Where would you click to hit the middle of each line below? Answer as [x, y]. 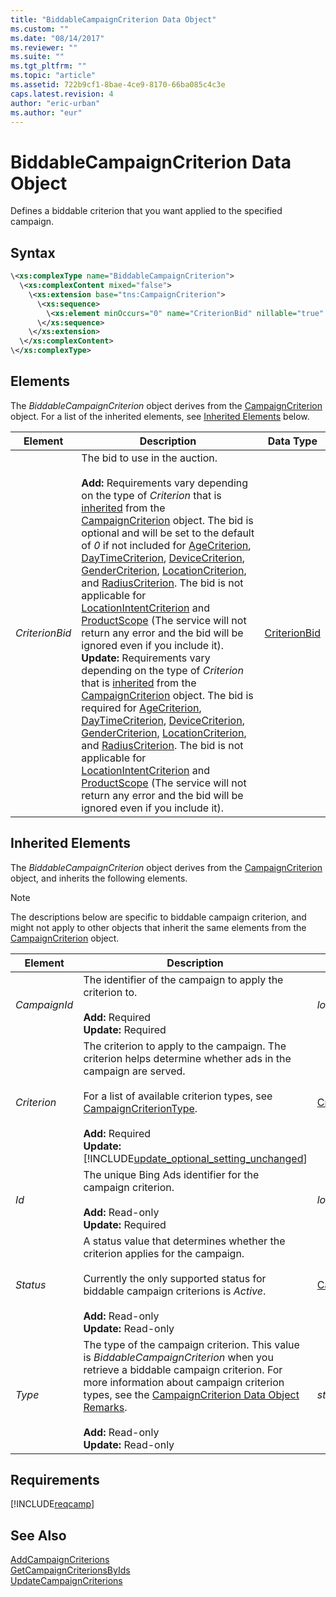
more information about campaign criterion [184, 1382]
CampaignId [44, 1004]
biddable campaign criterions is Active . [175, 1291]
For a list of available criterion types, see [178, 1096]
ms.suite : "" [37, 57]
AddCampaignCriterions [60, 1560]
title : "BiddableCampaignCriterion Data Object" [113, 19]
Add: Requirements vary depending [165, 483]
